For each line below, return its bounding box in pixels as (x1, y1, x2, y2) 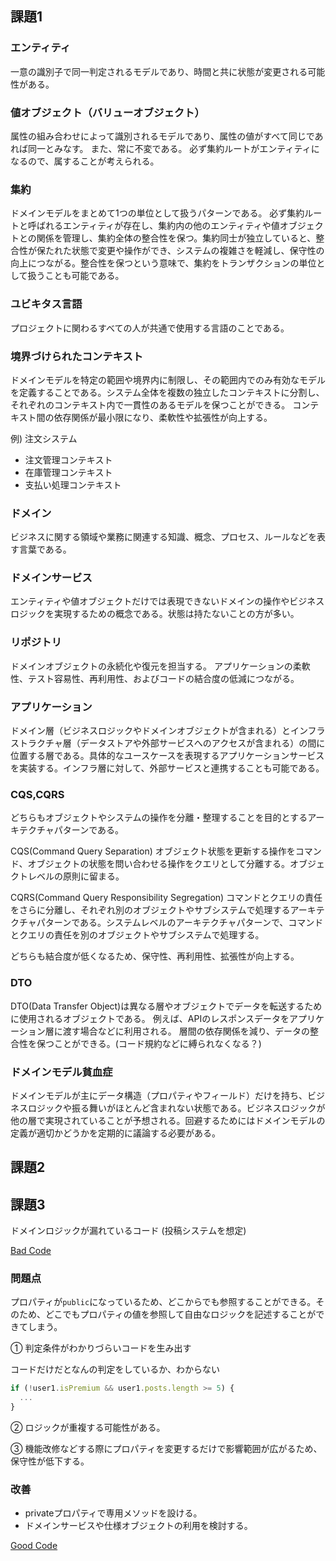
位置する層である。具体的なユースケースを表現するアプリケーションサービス (10, 750, 325, 762)
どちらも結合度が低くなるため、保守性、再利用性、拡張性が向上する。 (10, 950, 300, 962)
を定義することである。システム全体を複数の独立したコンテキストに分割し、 (10, 386, 325, 398)
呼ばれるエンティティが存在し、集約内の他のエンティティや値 (27, 220, 280, 232)
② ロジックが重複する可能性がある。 (10, 1422, 166, 1434)
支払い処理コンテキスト (24, 478, 122, 491)
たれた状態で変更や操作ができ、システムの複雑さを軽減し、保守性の (44, 245, 325, 257)
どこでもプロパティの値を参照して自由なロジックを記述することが (44, 1308, 317, 1321)
